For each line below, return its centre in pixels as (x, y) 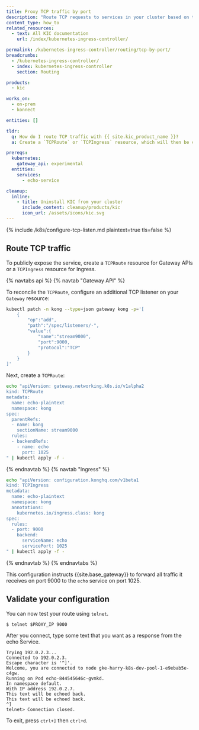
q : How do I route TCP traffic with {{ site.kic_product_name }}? (95, 137)
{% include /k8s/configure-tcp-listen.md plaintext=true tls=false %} (89, 230)
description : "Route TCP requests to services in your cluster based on (98, 17)
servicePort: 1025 (44, 546)
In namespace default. (34, 684)
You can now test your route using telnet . (57, 613)
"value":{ (39, 331)
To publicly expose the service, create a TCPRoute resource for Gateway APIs (99, 263)
